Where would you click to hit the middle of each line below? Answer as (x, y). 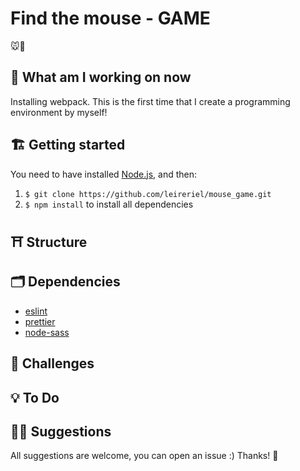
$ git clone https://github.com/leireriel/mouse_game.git (148, 194)
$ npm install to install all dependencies (109, 204)
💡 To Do (35, 397)
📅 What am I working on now (101, 77)
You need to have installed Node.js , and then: (104, 174)
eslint (36, 311)
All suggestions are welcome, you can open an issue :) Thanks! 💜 (144, 456)
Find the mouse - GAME (110, 18)
